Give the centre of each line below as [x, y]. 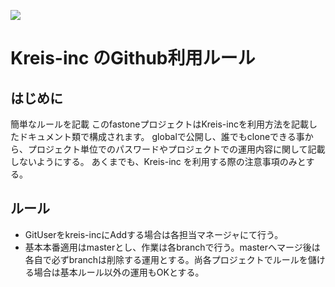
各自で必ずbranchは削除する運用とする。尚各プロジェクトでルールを [166, 259]
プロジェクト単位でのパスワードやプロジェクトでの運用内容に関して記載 [176, 149]
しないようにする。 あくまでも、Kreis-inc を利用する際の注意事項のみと [158, 161]
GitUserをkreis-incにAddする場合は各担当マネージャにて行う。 [154, 234]
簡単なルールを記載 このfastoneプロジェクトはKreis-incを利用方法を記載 [159, 124]
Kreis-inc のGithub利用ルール [133, 58]
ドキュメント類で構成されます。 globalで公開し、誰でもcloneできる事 [161, 136]
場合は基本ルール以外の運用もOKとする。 [119, 272]
